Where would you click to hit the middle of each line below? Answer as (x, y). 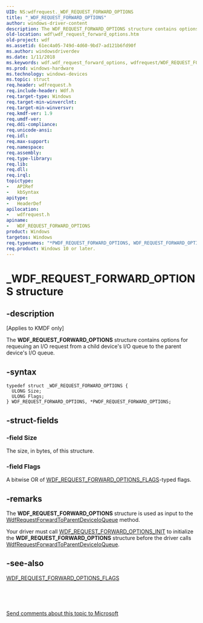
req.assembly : (24, 153)
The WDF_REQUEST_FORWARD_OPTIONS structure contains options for (97, 340)
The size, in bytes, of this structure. (50, 451)
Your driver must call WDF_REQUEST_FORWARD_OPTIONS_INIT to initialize (100, 531)
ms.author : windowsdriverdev (43, 52)
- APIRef (20, 187)
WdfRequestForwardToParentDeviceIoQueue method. (73, 519)
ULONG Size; (27, 391)
